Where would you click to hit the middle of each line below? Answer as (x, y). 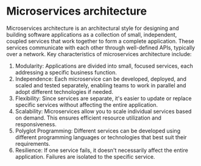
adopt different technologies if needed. (64, 92)
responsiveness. (36, 124)
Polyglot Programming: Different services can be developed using (98, 131)
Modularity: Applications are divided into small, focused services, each (104, 66)
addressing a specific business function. (66, 72)
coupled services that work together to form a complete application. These (100, 41)
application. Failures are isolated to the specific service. (85, 156)
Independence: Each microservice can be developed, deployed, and (101, 79)
